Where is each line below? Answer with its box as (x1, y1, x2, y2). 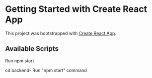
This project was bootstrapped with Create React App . (5, 30, 117, 36)
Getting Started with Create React (5, 3, 148, 15)
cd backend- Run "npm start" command (5, 67, 87, 73)
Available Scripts (5, 44, 59, 53)
